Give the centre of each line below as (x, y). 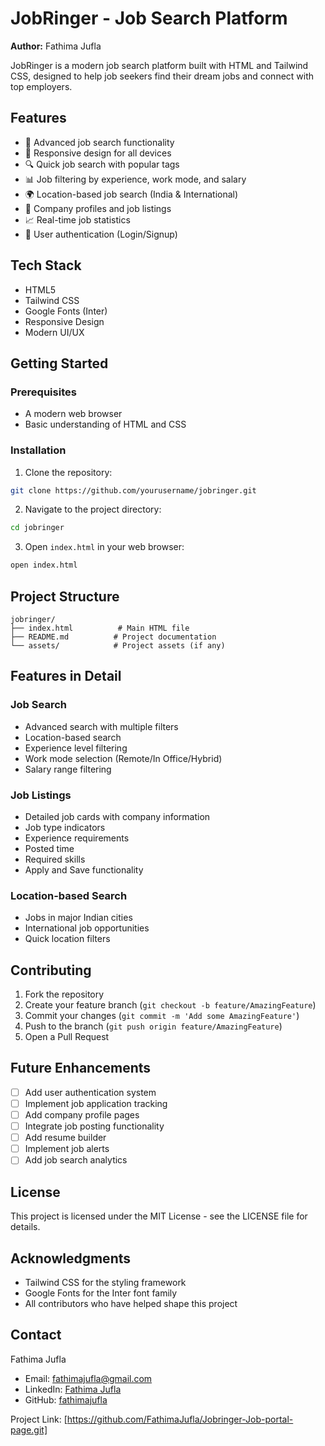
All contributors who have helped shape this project (131, 1303)
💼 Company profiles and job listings (98, 208)
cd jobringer (37, 528)
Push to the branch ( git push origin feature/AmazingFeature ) (153, 1026)
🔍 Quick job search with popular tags (102, 164)
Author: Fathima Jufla (56, 46)
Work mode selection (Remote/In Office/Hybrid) (123, 758)
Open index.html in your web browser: (104, 547)
